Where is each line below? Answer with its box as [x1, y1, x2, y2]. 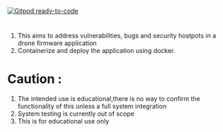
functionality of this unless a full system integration [17, 102, 167, 111]
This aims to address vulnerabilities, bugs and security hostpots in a [17, 32, 217, 40]
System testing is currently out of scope [17, 109, 135, 118]
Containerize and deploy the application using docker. [17, 47, 176, 55]
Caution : [7, 71, 62, 88]
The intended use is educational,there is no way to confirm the [17, 95, 200, 103]
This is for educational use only [17, 117, 110, 126]
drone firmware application [17, 39, 97, 47]
